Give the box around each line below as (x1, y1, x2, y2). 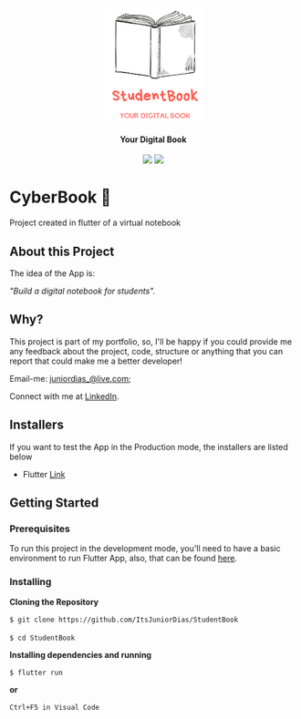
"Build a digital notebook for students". (9, 285, 156, 296)
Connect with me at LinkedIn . (9, 390, 119, 402)
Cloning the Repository (9, 596, 99, 607)
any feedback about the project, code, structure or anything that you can (9, 345, 284, 356)
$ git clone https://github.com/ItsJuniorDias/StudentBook (9, 615, 239, 624)
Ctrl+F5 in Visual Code (9, 703, 100, 712)
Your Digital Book (119, 134, 187, 145)
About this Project (9, 243, 115, 259)
